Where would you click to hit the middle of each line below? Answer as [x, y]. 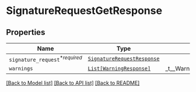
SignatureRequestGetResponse [84, 11]
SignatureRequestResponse [124, 59]
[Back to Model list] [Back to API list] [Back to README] [73, 83]
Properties [26, 32]
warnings [21, 69]
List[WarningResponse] [119, 69]
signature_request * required [46, 59]
